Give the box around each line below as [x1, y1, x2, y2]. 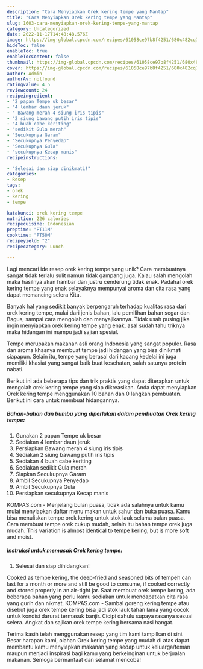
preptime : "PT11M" [7, 227, 53, 233]
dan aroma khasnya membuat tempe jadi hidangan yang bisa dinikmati [7, 346, 182, 353]
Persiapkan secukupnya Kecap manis [15, 489, 109, 497]
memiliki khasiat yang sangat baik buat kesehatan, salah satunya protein [7, 359, 186, 366]
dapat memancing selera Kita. [7, 291, 81, 298]
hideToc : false [7, 43, 45, 49]
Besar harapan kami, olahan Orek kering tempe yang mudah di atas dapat [7, 636, 190, 644]
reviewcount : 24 [7, 87, 48, 93]
